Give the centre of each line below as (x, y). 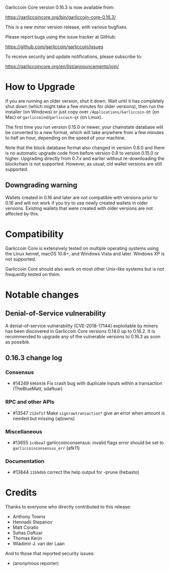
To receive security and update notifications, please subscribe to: (74, 56)
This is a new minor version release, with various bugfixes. (66, 27)
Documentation (25, 461)
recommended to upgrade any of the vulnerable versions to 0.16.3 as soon (83, 336)
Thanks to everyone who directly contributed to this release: (68, 507)
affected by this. (22, 213)
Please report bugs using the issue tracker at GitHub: (61, 37)
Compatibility (35, 234)
